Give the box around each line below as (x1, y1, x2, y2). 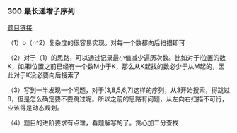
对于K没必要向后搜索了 (13, 71, 80, 80)
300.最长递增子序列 (7, 6, 76, 15)
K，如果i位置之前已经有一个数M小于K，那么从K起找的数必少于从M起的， (7, 62, 219, 71)
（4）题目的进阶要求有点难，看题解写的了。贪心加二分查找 (7, 118, 179, 127)
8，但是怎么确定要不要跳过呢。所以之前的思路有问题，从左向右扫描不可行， (7, 95, 229, 103)
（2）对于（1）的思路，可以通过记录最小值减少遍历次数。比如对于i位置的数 (7, 53, 226, 62)
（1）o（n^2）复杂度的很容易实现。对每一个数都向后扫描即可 (7, 39, 185, 47)
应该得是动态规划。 (7, 103, 64, 112)
